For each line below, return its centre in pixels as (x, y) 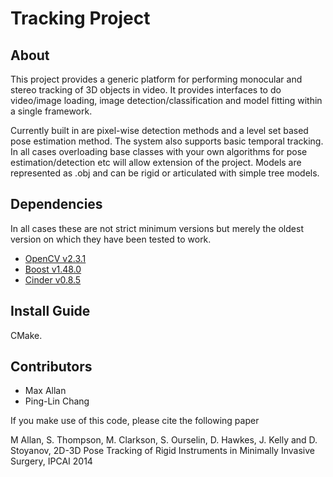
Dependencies (56, 204)
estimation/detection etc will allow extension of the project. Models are (156, 162)
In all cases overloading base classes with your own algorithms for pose (159, 151)
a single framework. (51, 111)
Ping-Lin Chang (57, 401)
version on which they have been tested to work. (111, 239)
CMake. (26, 335)
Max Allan (45, 391)
